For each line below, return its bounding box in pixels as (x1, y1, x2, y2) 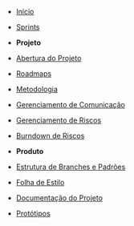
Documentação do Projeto (15, 193, 103, 203)
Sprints (15, 22, 40, 31)
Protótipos (15, 208, 51, 218)
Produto (15, 147, 44, 155)
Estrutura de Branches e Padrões (15, 162, 126, 172)
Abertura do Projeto (15, 54, 82, 63)
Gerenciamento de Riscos (15, 115, 102, 125)
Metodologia (15, 84, 59, 94)
